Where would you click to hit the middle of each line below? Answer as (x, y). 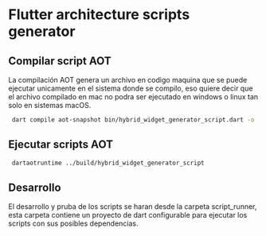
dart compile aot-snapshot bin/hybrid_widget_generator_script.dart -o (133, 120)
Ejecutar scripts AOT (61, 145)
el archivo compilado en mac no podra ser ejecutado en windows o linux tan (133, 97)
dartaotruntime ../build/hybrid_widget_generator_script (108, 163)
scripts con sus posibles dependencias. (73, 223)
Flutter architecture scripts (99, 15)
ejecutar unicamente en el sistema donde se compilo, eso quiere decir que (131, 88)
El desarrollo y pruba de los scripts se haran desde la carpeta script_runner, (133, 207)
